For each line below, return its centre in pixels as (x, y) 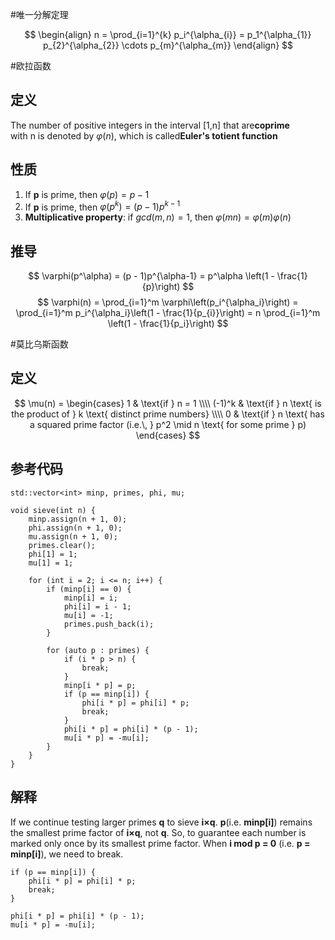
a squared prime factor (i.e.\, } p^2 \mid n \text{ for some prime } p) (168, 424)
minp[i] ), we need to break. (67, 854)
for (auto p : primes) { (98, 650)
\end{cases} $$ (168, 435)
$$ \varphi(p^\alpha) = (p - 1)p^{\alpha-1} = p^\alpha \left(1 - (151, 276)
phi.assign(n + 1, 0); (75, 528)
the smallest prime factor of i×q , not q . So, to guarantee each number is (158, 832)
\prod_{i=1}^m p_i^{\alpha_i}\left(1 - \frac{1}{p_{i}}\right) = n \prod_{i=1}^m (168, 313)
